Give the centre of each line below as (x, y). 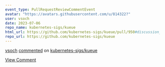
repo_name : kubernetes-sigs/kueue (41, 28)
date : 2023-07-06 (23, 23)
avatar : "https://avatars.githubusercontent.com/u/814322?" (68, 14)
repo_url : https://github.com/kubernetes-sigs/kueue (60, 37)
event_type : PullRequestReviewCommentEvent (50, 9)
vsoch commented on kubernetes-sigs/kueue (51, 50)
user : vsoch (17, 18)
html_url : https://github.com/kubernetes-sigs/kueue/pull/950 (70, 32)
